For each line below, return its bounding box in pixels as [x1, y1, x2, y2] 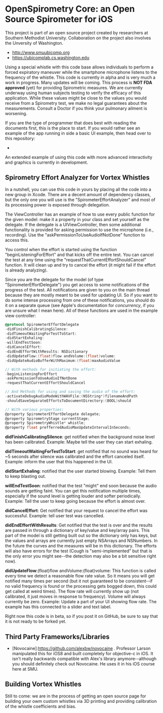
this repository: [5, 135, 35, 141]
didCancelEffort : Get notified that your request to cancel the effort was [5, 508, 148, 513]
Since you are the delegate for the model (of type [5, 276, 104, 282]
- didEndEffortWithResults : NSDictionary [5, 349, 88, 354]
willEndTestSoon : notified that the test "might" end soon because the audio [5, 483, 157, 489]
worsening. [5, 110, 28, 116]
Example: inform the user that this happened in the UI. [5, 459, 113, 465]
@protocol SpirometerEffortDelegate [5, 322, 79, 327]
